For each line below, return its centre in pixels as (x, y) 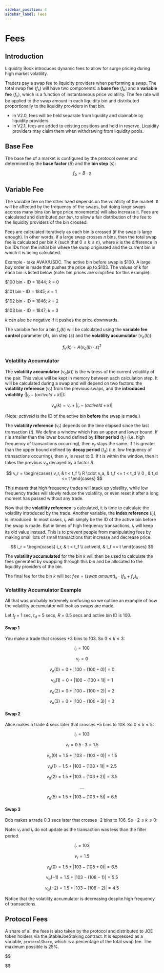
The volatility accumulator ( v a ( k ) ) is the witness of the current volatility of (80, 372)
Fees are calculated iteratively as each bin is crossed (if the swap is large (79, 232)
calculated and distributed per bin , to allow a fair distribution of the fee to (79, 217)
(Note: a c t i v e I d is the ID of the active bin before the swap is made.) (73, 416)
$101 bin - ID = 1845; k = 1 (31, 291)
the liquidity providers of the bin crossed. (46, 222)
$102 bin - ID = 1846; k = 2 (32, 301)
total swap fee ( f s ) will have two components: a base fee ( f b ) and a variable (81, 89)
